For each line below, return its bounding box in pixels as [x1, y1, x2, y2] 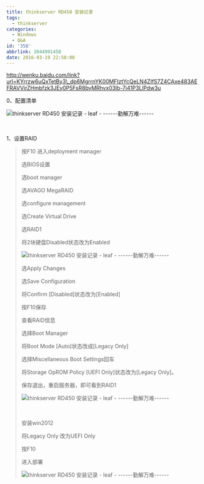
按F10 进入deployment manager [21, 147, 102, 155]
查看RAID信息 [21, 316, 56, 324]
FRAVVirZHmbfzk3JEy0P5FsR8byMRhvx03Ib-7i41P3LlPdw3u [6, 84, 161, 92]
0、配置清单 [6, 97, 37, 104]
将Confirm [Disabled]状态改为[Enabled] [21, 290, 121, 298]
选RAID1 [21, 226, 42, 233]
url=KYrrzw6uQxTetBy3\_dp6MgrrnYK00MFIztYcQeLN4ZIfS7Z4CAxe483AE [6, 78, 198, 85]
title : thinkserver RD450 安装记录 [6, 9, 93, 15]
